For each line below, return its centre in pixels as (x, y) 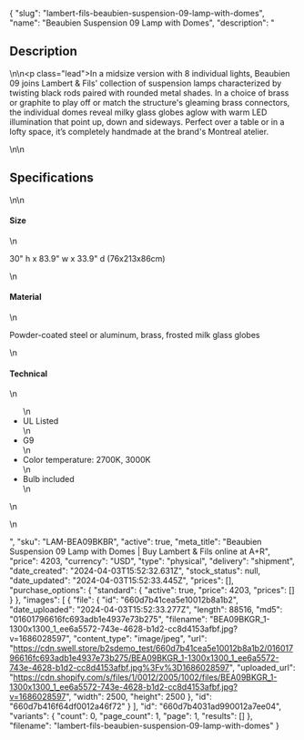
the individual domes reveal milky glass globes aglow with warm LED (138, 112)
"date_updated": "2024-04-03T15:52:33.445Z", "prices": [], (122, 581)
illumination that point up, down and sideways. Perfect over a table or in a (147, 121)
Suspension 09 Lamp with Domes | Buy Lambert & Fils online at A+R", (140, 551)
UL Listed (41, 421)
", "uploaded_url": (262, 668)
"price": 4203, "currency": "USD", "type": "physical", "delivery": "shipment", (152, 561)
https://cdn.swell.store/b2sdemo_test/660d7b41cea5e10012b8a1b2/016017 (153, 648)
